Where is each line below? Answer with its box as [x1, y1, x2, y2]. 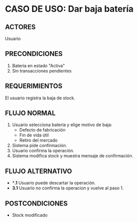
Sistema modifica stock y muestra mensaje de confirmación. [12, 153, 134, 159]
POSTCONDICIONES [5, 199, 68, 207]
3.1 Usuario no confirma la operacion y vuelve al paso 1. [12, 185, 124, 191]
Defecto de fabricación [19, 127, 66, 133]
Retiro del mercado [19, 137, 58, 143]
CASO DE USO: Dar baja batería [5, 3, 134, 15]
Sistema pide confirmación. [12, 143, 67, 148]
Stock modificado [12, 212, 48, 218]
